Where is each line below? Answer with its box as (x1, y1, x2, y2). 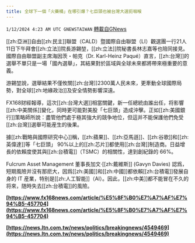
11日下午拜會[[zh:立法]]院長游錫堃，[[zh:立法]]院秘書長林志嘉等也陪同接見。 (6, 45, 189, 52)
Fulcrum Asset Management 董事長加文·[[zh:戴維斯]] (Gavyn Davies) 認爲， (6, 160, 188, 167)
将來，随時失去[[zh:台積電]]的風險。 (6, 182, 93, 189)
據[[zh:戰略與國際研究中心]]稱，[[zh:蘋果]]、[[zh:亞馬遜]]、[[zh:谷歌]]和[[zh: (6, 133, 189, 140)
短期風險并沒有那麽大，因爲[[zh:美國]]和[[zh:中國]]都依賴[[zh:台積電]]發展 (6, 168, 184, 175)
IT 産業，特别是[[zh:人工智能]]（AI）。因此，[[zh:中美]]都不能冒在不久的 (17, 175, 189, 182)
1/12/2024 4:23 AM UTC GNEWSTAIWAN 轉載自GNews (6, 25, 127, 32)
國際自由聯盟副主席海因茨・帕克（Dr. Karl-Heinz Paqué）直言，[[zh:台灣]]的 (6, 52, 190, 59)
